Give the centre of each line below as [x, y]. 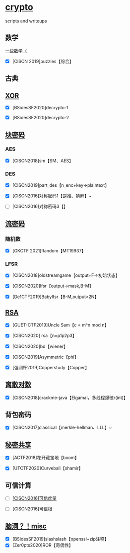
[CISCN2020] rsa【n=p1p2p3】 [44, 336]
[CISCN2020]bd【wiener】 [40, 346]
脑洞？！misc [26, 526]
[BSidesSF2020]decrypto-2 [41, 118]
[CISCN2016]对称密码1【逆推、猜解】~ [52, 196]
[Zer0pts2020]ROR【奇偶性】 [43, 545]
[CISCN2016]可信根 [32, 509]
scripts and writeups [26, 21]
